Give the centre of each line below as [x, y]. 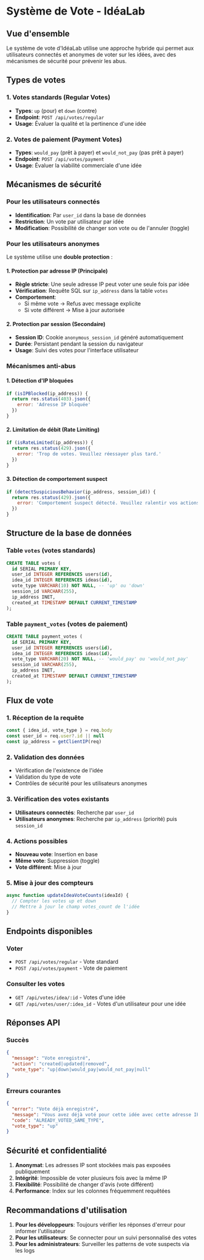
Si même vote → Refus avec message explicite [83, 304]
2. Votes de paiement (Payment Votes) [64, 139]
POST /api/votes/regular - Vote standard [66, 962]
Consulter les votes [36, 984]
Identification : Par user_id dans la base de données [80, 215]
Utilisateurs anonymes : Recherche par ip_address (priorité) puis [96, 819]
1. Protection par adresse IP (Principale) [57, 271]
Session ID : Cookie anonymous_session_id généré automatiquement [99, 338]
